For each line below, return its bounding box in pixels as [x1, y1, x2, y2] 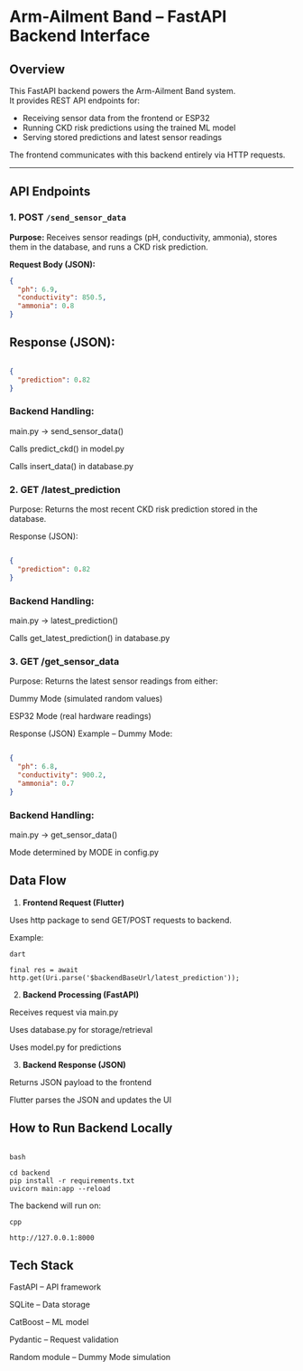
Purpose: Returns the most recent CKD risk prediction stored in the [9, 504, 259, 515]
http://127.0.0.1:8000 [9, 1233, 95, 1243]
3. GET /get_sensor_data [9, 655, 120, 667]
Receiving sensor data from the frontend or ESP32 [22, 113, 210, 123]
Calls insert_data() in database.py [9, 460, 133, 471]
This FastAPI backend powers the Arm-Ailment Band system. [9, 86, 236, 96]
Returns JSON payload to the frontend [9, 1076, 151, 1087]
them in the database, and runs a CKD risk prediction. [9, 241, 209, 252]
